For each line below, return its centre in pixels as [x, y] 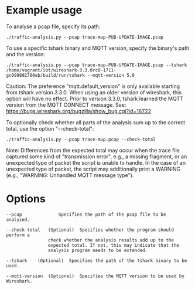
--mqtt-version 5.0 [111, 75]
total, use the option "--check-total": [50, 128]
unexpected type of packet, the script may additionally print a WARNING [93, 169]
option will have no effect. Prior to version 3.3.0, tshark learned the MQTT [95, 98]
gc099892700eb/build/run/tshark [45, 75]
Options [26, 199]
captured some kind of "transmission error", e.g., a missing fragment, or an [97, 157]
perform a [18, 235]
